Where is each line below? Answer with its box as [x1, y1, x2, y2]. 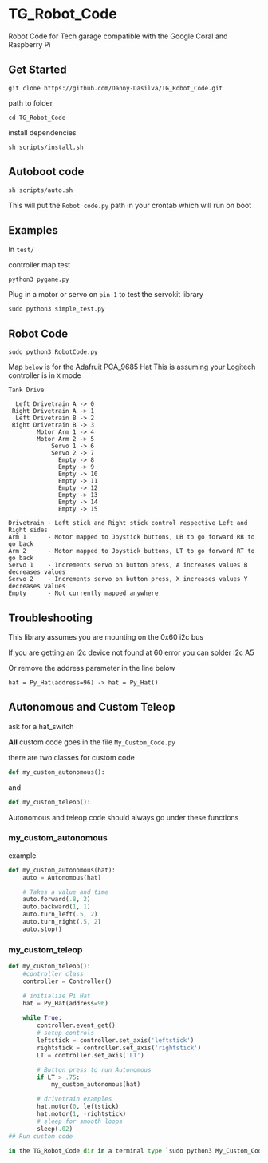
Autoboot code [8, 165, 85, 178]
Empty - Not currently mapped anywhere [8, 589, 159, 597]
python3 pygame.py [8, 275, 69, 284]
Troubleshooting [8, 611, 93, 624]
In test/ [8, 245, 34, 255]
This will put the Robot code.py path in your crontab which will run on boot [8, 200, 252, 210]
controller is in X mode [8, 371, 81, 380]
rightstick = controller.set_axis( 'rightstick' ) [37, 1044, 202, 1052]
